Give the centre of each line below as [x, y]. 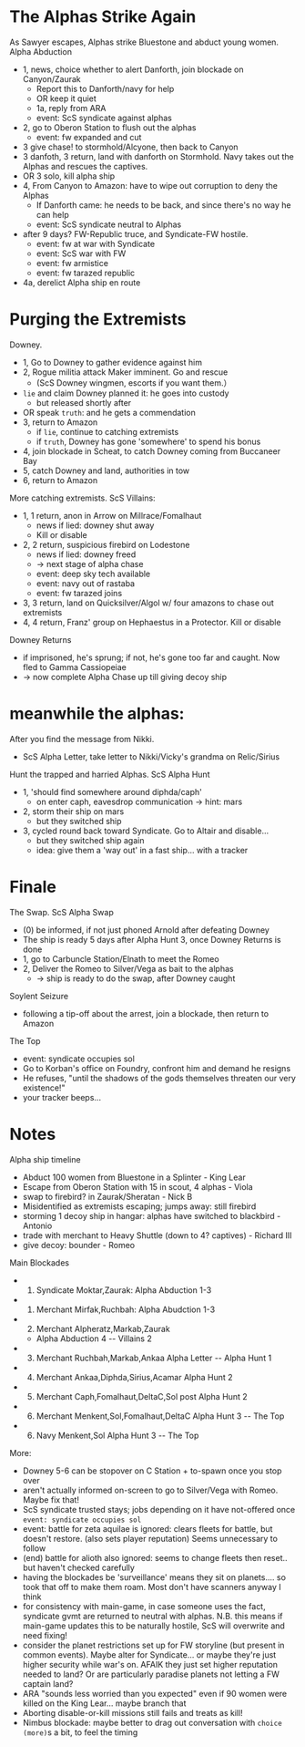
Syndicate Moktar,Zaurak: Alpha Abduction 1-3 [124, 1290]
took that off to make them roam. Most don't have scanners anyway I [152, 1587]
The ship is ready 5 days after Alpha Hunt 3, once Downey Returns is [152, 939]
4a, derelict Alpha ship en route [81, 282]
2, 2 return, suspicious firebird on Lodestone [106, 544]
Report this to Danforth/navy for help [105, 88]
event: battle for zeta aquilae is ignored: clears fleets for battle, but [147, 1528]
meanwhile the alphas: [97, 714]
